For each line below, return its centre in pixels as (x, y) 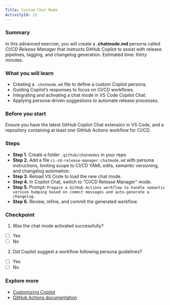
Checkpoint (20, 215)
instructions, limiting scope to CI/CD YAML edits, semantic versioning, (86, 165)
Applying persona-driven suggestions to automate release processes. (86, 100)
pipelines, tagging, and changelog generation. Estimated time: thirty (76, 55)
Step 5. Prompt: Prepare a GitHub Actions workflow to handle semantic (89, 187)
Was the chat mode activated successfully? (58, 225)
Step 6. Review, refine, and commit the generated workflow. (75, 201)
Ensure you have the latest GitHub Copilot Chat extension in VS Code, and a (84, 125)
